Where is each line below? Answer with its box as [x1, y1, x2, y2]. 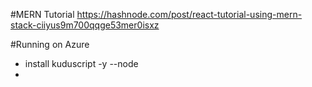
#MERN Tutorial [10, 9, 75, 20]
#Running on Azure [10, 39, 90, 50]
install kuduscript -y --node [24, 58, 139, 69]
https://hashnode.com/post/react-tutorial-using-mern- [76, 9, 303, 20]
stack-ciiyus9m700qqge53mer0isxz [10, 19, 160, 31]
